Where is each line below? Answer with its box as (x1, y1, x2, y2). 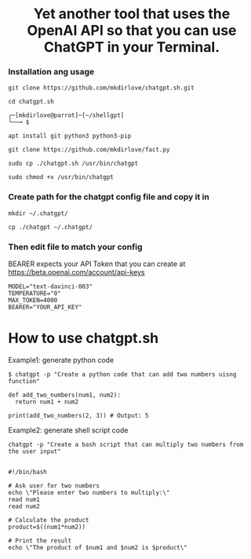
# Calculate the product (8, 517, 89, 524)
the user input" (8, 448, 61, 455)
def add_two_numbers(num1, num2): (8, 391, 122, 400)
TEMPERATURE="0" (8, 290, 61, 298)
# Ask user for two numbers (8, 482, 100, 490)
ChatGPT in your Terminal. (43, 38, 220, 57)
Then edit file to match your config (8, 241, 143, 252)
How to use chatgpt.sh (8, 330, 159, 347)
